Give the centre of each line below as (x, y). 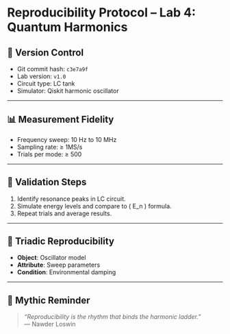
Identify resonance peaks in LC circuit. (71, 199)
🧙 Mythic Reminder (49, 300)
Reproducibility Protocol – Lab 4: (102, 13)
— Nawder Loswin (50, 324)
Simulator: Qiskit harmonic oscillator (68, 91)
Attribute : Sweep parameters (59, 265)
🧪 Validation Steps (47, 182)
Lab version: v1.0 (41, 76)
